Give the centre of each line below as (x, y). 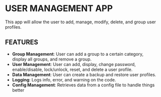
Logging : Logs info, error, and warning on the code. (64, 80)
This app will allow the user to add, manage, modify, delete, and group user (80, 22)
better (18, 90)
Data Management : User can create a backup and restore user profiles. (84, 74)
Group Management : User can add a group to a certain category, (78, 54)
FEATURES (22, 42)
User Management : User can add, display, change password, (74, 64)
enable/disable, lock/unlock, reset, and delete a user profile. (72, 69)
